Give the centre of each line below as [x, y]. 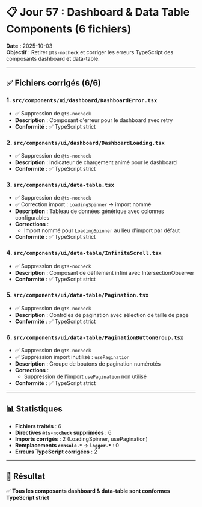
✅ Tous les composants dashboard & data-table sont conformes [88, 491]
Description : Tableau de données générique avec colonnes [89, 211]
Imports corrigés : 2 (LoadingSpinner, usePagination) [81, 439]
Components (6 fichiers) [69, 29]
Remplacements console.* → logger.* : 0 [67, 445]
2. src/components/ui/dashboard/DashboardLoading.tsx [86, 143]
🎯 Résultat [26, 476]
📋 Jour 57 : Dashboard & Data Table [98, 12]
